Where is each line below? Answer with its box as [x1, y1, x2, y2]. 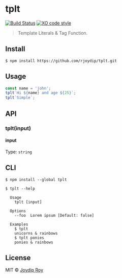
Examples [10, 222, 28, 227]
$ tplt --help [5, 186, 36, 191]
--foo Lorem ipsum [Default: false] [14, 213, 95, 218]
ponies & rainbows [14, 240, 53, 245]
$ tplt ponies [14, 235, 44, 240]
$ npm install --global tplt [5, 177, 67, 182]
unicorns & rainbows [14, 230, 58, 236]
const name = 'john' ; [5, 85, 51, 91]
